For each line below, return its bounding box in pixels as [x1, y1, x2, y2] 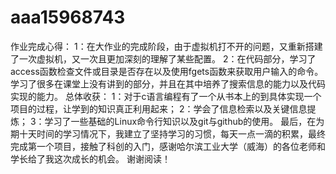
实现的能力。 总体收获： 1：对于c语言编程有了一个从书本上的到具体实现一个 [10, 90, 322, 102]
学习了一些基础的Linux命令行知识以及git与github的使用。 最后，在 [44, 115, 317, 127]
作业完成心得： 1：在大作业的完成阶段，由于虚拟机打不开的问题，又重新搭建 [10, 40, 323, 52]
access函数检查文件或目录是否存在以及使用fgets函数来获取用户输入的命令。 [10, 65, 324, 77]
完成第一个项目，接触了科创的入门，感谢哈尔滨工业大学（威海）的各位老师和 [10, 140, 326, 152]
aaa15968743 [10, 6, 126, 29]
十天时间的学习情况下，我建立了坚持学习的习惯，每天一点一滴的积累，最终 [18, 127, 326, 140]
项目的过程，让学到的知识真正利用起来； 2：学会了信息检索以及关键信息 [10, 102, 308, 115]
